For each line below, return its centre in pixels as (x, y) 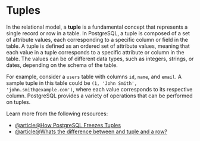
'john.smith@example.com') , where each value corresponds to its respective (99, 89)
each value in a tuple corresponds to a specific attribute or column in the (95, 52)
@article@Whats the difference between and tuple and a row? (91, 131)
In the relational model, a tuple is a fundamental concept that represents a (97, 27)
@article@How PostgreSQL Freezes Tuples (68, 125)
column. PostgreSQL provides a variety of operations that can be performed (99, 96)
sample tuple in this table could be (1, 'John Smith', (72, 83)
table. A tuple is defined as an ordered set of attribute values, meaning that (98, 46)
